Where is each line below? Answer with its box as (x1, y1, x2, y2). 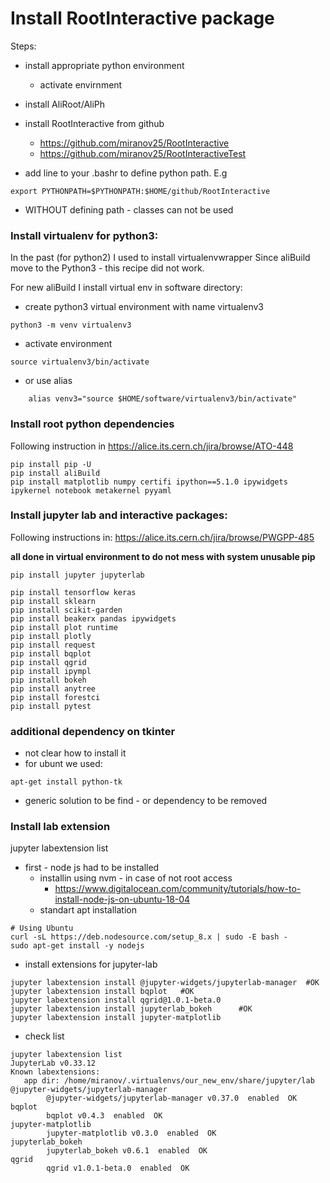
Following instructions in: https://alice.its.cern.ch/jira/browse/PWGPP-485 (10, 531, 315, 543)
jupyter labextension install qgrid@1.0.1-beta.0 (10, 995, 222, 1006)
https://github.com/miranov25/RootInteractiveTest (39, 147, 247, 159)
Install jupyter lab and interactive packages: (10, 508, 228, 522)
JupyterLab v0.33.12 (10, 1058, 97, 1069)
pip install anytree (10, 683, 97, 694)
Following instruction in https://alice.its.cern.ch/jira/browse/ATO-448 (10, 440, 294, 452)
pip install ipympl (10, 666, 92, 676)
